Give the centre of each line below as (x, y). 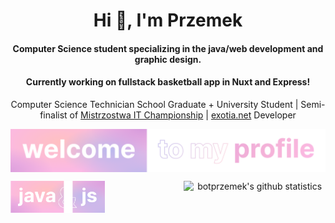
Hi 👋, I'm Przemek (168, 20)
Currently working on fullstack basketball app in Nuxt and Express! (168, 82)
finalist (53, 115)
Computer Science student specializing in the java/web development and (168, 48)
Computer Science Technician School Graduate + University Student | (154, 104)
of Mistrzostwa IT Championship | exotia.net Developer (183, 115)
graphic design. (168, 59)
